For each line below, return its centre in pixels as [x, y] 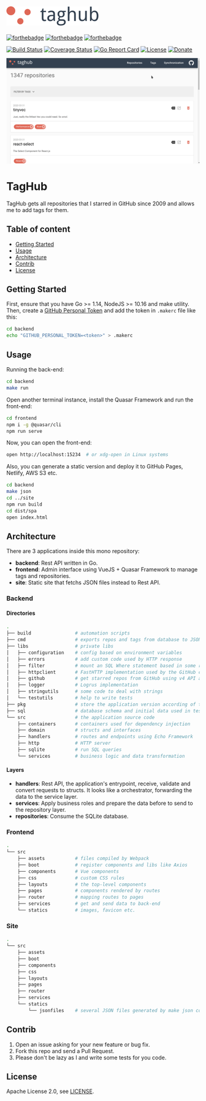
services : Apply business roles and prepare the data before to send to [104, 803]
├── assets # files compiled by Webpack [83, 859]
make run [17, 388]
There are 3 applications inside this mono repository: [73, 551]
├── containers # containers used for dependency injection [104, 724]
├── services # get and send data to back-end [89, 904]
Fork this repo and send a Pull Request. [65, 1051]
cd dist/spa [21, 511]
